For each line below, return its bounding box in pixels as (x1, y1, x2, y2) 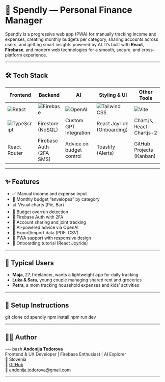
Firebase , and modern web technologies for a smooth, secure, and (5, 47, 141, 53)
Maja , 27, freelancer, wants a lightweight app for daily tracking (12, 272, 138, 278)
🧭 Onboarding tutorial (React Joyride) (12, 240, 88, 246)
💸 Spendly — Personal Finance (5, 4, 133, 16)
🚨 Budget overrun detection (12, 209, 69, 215)
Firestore (37, 120, 59, 127)
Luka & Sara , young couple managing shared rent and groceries (12, 277, 142, 283)
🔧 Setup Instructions (5, 301, 69, 309)
